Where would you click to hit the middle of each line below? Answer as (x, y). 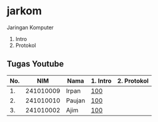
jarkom (24, 11)
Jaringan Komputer (30, 27)
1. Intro (101, 80)
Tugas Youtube (35, 64)
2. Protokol (133, 80)
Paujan (75, 101)
